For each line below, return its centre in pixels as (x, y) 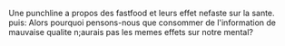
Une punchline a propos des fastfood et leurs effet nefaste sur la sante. (142, 13)
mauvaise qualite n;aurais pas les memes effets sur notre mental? (131, 32)
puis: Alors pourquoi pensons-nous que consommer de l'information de (142, 23)
